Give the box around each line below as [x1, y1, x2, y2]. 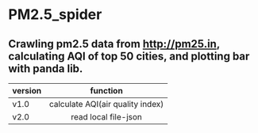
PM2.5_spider [8, 6, 102, 24]
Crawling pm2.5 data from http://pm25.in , [8, 37, 221, 51]
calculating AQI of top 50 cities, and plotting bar [8, 49, 250, 63]
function [90, 85, 123, 96]
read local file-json [71, 112, 143, 122]
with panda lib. [8, 62, 83, 75]
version [12, 85, 42, 96]
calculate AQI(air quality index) [48, 99, 164, 109]
